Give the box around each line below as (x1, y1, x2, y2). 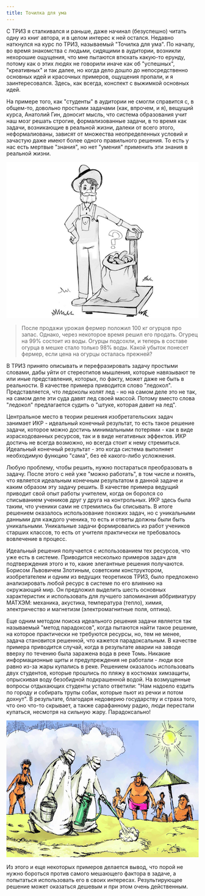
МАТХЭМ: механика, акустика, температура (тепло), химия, (6, 599, 164, 606)
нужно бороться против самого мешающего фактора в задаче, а (6, 870, 176, 877)
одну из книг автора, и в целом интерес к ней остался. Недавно (6, 34, 174, 41)
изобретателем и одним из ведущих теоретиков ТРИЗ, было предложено (6, 573, 199, 581)
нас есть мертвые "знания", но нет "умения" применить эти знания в (6, 143, 188, 150)
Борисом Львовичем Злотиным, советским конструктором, (6, 567, 164, 574)
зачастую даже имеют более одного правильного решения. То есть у (6, 136, 189, 144)
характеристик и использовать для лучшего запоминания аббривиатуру (6, 593, 196, 600)
